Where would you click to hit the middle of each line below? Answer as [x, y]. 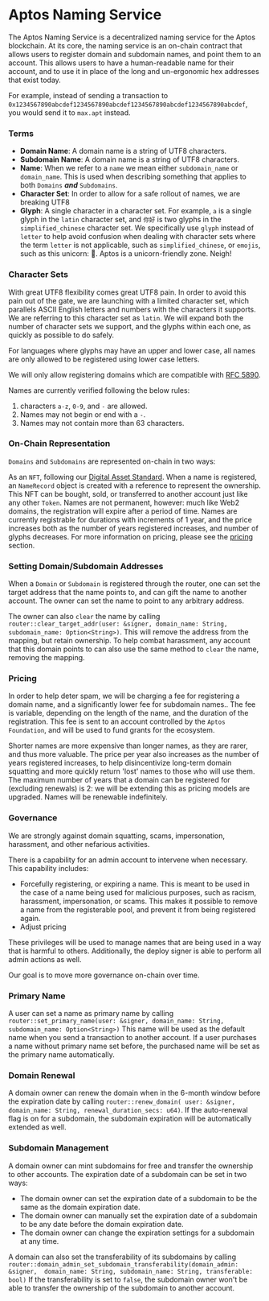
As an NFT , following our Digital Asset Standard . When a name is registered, [132, 477]
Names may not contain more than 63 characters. [102, 423]
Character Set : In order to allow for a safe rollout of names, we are [130, 194]
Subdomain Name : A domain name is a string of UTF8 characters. [129, 159]
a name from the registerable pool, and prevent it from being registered [138, 909]
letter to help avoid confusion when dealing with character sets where [138, 237]
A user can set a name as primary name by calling [91, 1014]
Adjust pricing [43, 927]
